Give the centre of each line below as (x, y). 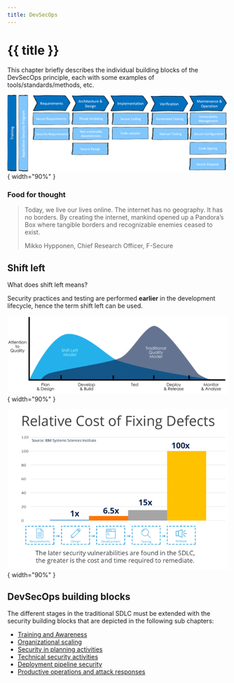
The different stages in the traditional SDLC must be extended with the (109, 614)
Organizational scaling (50, 642)
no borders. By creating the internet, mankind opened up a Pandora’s (124, 217)
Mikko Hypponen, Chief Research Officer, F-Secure (99, 246)
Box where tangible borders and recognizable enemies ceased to (118, 225)
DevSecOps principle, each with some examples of (81, 77)
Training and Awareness (52, 635)
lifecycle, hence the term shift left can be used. (75, 306)
